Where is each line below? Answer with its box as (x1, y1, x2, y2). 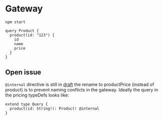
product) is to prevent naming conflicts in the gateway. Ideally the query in (5, 86, 158, 92)
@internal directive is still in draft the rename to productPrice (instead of (5, 81, 154, 87)
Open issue (5, 68, 41, 76)
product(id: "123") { (9, 32, 55, 37)
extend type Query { (5, 101, 48, 106)
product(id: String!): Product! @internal (9, 106, 99, 111)
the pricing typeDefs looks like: (5, 92, 69, 98)
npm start (5, 19, 26, 24)
